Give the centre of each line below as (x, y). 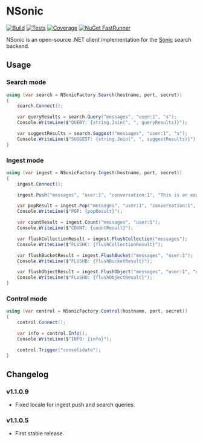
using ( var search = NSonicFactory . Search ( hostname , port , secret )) (94, 95)
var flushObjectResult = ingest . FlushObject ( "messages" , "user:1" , (104, 272)
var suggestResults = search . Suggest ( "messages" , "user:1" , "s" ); (102, 134)
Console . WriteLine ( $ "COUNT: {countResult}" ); (76, 228)
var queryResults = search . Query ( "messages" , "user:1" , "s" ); (97, 117)
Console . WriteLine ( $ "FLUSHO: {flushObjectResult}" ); (85, 278)
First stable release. (40, 434)
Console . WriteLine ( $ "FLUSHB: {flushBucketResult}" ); (85, 261)
